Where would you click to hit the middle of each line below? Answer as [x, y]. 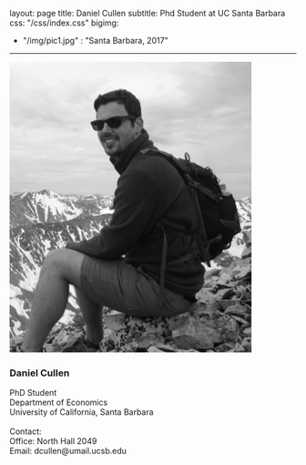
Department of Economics [59, 403]
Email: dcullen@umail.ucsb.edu [68, 451]
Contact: [26, 431]
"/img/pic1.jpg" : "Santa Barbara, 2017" [95, 41]
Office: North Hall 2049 [53, 441]
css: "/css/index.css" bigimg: [64, 23]
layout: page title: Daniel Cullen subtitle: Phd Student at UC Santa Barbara [148, 13]
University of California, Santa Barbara [82, 412]
